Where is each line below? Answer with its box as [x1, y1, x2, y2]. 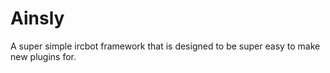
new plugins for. [10, 50, 77, 62]
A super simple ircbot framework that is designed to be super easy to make [10, 40, 321, 52]
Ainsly [10, 7, 65, 30]
